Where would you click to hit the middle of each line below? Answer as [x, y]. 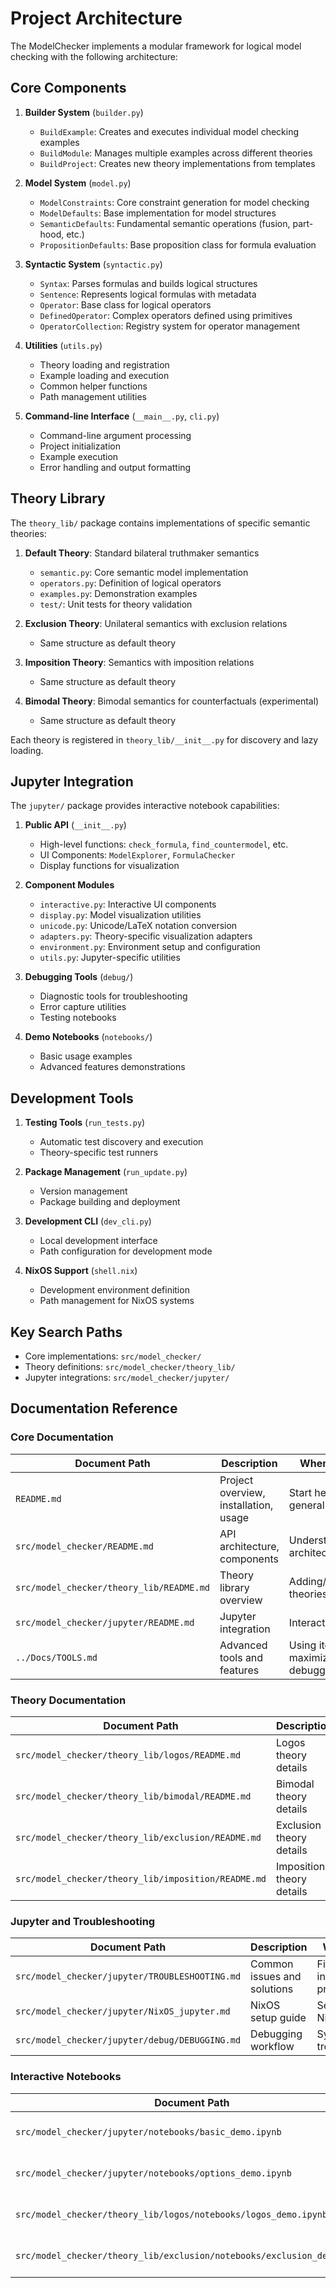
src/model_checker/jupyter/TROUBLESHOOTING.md [128, 1976]
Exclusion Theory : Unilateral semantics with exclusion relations [156, 623]
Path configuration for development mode [126, 1251]
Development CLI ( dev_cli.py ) [88, 1221]
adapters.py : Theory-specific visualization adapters [146, 936]
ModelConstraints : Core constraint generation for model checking [174, 202]
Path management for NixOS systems [117, 1301]
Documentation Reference [94, 1408]
